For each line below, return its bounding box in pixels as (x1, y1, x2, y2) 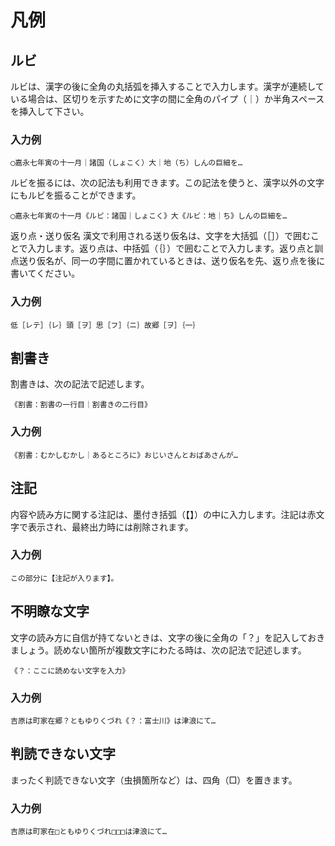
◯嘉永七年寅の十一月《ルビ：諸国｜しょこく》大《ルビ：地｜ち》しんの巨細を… (10, 211, 288, 221)
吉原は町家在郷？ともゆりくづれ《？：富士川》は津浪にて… (10, 716, 217, 726)
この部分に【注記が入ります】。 (10, 573, 119, 583)
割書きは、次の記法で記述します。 (10, 378, 150, 390)
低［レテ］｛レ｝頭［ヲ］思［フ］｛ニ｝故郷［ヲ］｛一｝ (10, 320, 201, 330)
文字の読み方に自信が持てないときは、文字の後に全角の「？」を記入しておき (10, 631, 326, 643)
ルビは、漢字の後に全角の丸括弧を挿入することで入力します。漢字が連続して (10, 81, 325, 92)
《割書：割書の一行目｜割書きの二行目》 (10, 400, 152, 410)
